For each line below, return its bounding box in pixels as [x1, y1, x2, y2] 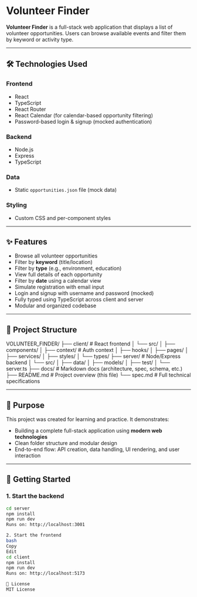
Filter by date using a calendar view [14, 277, 101, 284]
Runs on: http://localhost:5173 [6, 571, 85, 576]
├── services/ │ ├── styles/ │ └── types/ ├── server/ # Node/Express [6, 353, 181, 360]
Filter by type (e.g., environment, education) [14, 265, 122, 272]
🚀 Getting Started [6, 474, 71, 484]
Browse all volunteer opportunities [14, 252, 98, 259]
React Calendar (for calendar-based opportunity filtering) [14, 111, 154, 118]
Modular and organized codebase [14, 302, 97, 309]
